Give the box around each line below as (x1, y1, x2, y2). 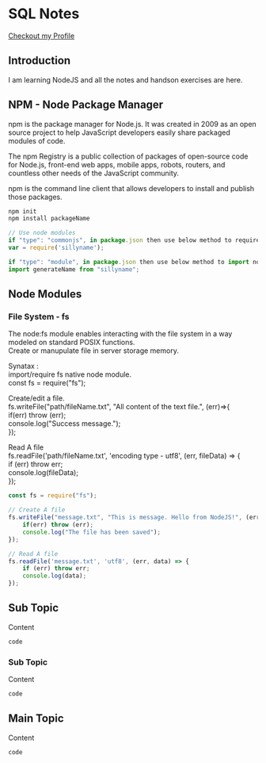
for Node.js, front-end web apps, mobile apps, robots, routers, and (8, 159, 226, 169)
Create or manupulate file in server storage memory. (8, 346, 180, 355)
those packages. (8, 192, 63, 201)
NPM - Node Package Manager (8, 98, 164, 112)
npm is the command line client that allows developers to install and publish (8, 183, 255, 193)
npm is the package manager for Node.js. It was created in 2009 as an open (8, 119, 257, 128)
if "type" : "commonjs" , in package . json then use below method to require (8, 236, 260, 244)
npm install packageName (8, 215, 90, 223)
